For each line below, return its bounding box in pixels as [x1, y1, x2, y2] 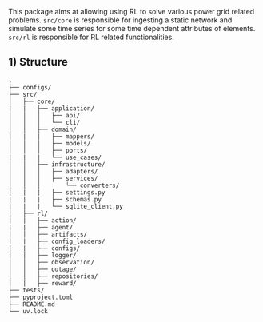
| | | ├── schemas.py [8, 195, 102, 203]
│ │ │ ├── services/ [8, 174, 98, 182]
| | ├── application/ [8, 104, 94, 113]
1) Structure [8, 55, 68, 69]
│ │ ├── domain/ [8, 125, 78, 133]
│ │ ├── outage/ [8, 265, 78, 273]
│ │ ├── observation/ [8, 258, 94, 266]
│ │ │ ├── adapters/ [8, 167, 98, 175]
